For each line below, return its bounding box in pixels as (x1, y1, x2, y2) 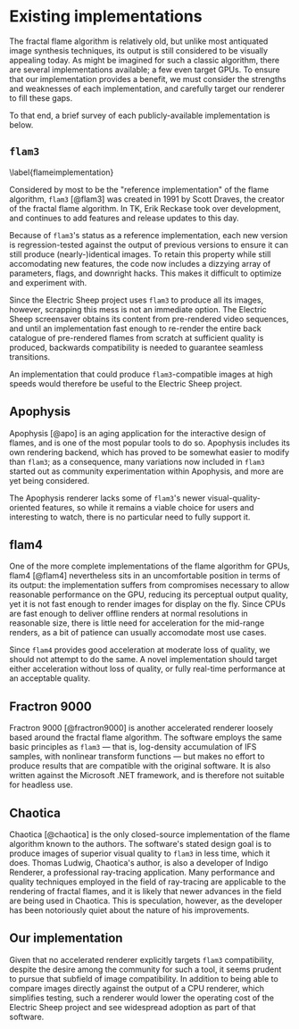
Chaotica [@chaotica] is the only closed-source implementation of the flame (9, 829, 290, 840)
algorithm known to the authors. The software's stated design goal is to (9, 839, 272, 849)
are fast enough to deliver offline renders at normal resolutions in (9, 609, 248, 619)
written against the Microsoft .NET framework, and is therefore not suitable (9, 770, 285, 781)
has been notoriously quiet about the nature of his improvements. (9, 905, 250, 916)
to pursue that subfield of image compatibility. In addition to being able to (9, 973, 278, 983)
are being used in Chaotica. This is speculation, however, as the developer (9, 895, 283, 906)
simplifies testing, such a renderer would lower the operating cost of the (9, 992, 275, 1003)
